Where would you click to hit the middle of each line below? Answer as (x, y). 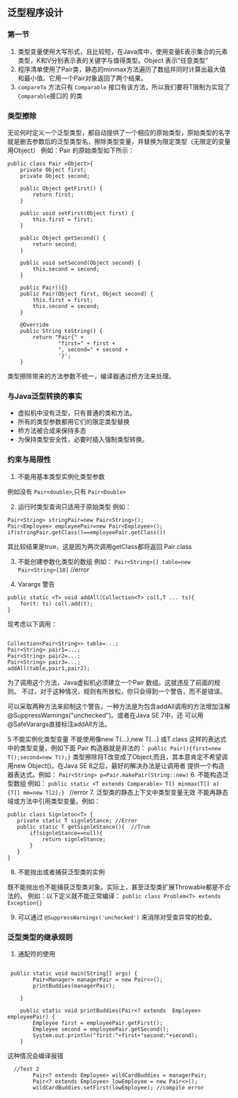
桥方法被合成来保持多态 (52, 431)
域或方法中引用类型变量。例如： (54, 801)
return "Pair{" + (58, 337)
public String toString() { (61, 331)
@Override (35, 324)
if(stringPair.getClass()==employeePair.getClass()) (87, 532)
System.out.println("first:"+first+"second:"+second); (115, 1035)
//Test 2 (27, 1069)
